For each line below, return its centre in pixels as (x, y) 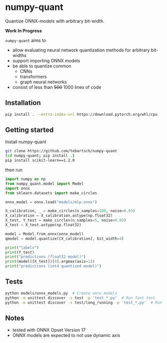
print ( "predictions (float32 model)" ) (45, 257)
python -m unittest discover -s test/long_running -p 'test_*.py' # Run (84, 303)
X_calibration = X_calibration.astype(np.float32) (59, 216)
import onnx (17, 188)
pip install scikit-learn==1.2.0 (40, 161)
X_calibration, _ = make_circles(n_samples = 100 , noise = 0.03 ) (70, 211)
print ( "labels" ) (22, 248)
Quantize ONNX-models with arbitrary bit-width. (55, 21)
